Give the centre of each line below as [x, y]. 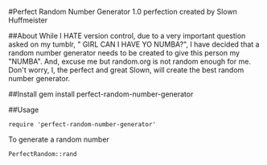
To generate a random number [59, 139]
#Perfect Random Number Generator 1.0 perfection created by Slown [123, 12]
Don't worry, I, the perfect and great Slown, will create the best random [126, 70]
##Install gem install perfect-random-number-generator [101, 94]
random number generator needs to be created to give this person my [124, 53]
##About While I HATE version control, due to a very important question [127, 36]
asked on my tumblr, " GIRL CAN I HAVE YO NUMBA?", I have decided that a [134, 44]
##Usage [24, 109]
